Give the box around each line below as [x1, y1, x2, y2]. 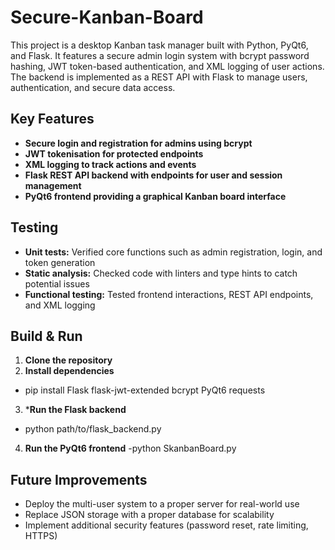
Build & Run [10, 327, 83, 345]
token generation [24, 256, 96, 268]
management [24, 179, 82, 191]
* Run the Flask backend [24, 404, 127, 416]
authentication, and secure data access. [10, 81, 176, 93]
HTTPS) [24, 530, 58, 542]
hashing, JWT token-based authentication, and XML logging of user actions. [10, 60, 325, 72]
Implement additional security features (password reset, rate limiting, [24, 519, 309, 531]
